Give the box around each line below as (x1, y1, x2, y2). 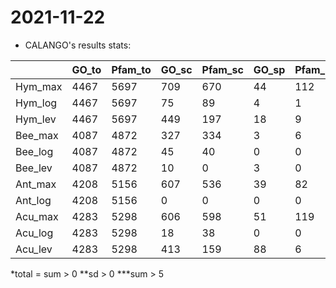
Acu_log (15, 226, 54, 240)
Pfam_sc (201, 62, 244, 76)
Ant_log (15, 193, 52, 207)
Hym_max (15, 79, 63, 93)
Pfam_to (111, 62, 152, 76)
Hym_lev (15, 112, 57, 126)
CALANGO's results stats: (24, 39, 132, 51)
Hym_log (15, 96, 58, 110)
